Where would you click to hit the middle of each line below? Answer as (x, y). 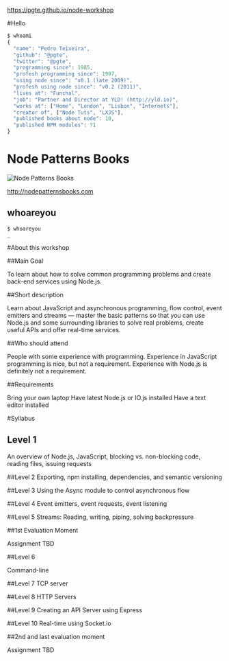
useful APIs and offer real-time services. (64, 329)
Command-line (28, 570)
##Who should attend (38, 343)
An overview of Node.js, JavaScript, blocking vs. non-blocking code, (104, 456)
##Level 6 (21, 557)
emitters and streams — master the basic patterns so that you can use (106, 315)
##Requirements (30, 384)
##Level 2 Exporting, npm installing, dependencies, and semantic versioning (114, 477)
